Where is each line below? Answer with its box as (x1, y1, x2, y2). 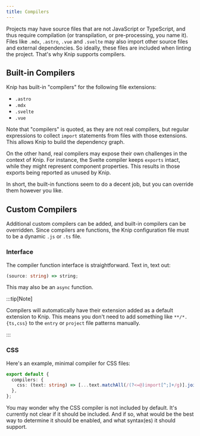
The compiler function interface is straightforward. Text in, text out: (6, 261, 171, 269)
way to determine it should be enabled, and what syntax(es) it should (6, 417, 176, 424)
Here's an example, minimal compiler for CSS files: (6, 360, 131, 367)
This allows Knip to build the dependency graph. (6, 139, 125, 146)
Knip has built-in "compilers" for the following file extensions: (6, 84, 157, 91)
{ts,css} (6, 321, 28, 327)
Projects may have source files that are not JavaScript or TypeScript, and (6, 25, 186, 32)
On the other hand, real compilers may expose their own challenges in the (6, 150, 187, 157)
